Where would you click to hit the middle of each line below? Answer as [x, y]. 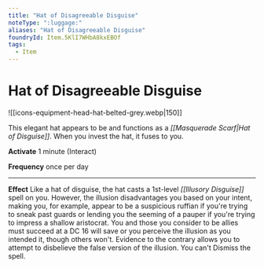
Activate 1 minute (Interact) [52, 151]
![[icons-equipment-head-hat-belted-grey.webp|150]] [95, 112]
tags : [17, 45]
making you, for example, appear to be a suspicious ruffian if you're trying [128, 206]
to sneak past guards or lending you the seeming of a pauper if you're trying [132, 214]
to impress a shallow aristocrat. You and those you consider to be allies [123, 222]
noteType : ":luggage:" [45, 23]
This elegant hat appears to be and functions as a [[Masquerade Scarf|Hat [129, 127]
